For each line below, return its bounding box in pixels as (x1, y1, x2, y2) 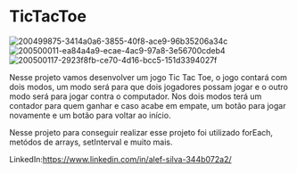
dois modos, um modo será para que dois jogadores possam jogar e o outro (9, 81, 288, 92)
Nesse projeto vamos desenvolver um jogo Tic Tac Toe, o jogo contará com (9, 71, 288, 82)
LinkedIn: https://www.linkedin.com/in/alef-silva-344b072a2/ (9, 153, 232, 164)
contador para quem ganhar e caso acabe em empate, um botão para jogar (9, 100, 286, 111)
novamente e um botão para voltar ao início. (9, 110, 171, 120)
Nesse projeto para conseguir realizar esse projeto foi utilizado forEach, (9, 127, 274, 137)
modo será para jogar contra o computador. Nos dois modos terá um (9, 91, 262, 102)
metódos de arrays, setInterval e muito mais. (9, 136, 173, 147)
